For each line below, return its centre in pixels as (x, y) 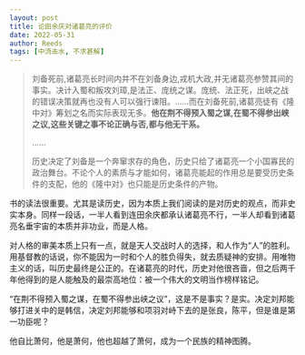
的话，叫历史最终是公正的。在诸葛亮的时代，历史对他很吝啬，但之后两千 (160, 269)
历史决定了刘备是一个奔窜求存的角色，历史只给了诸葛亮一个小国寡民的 (163, 161)
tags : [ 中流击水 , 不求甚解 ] (57, 52)
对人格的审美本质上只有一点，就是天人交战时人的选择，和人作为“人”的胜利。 (152, 246)
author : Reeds (36, 43)
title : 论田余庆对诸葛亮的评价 (61, 26)
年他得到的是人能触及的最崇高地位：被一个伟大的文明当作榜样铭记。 (137, 279)
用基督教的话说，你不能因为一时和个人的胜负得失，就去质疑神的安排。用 (144, 257)
